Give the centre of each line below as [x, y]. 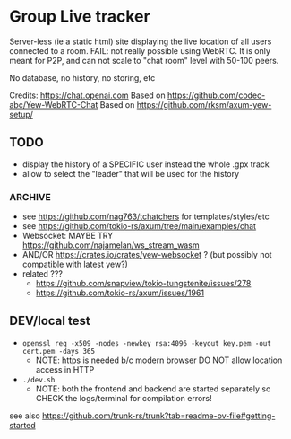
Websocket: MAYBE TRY [68, 236]
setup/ [21, 114]
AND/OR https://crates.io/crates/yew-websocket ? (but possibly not [147, 255]
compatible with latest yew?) [75, 264]
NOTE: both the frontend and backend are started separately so [153, 389]
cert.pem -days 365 [59, 351]
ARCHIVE [30, 197]
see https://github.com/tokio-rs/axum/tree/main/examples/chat [139, 226]
